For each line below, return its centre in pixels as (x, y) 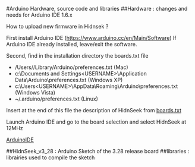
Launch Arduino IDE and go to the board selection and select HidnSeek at (96, 122)
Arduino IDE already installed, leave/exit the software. (72, 44)
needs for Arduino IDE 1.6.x (39, 15)
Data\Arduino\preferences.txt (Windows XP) (69, 80)
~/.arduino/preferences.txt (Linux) (56, 99)
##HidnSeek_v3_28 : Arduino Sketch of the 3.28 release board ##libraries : (98, 151)
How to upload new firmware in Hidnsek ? (57, 26)
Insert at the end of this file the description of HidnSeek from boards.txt (94, 110)
